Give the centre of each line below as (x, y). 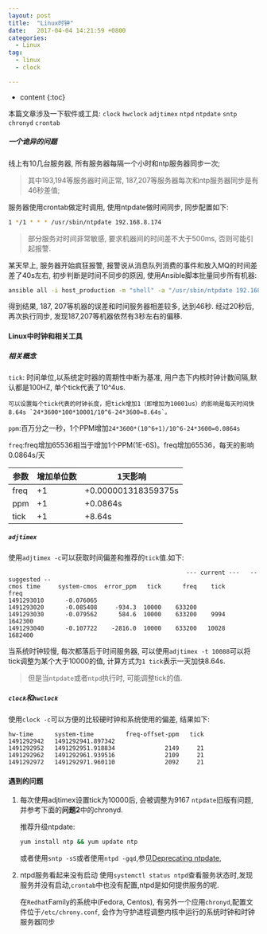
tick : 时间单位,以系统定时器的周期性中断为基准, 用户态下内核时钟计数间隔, (129, 377)
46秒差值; (44, 190)
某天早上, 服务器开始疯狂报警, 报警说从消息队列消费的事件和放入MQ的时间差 (133, 265)
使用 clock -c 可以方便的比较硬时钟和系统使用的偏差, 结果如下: (109, 719)
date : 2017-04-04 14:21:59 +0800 (67, 30)
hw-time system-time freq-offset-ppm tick (106, 734)
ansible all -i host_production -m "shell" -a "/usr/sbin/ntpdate (120, 290)
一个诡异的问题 (33, 142)
